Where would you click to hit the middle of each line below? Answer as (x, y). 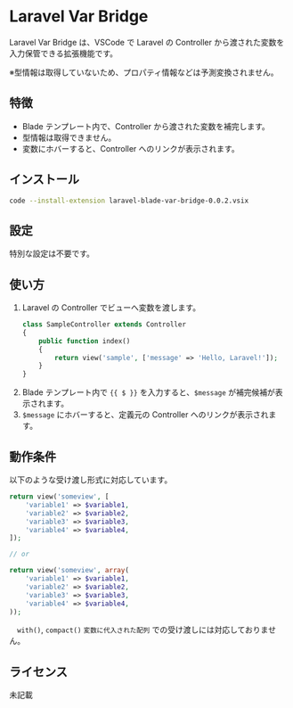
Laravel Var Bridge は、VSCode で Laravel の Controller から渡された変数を (147, 42)
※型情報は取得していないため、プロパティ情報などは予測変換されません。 (144, 72)
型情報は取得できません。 (69, 137)
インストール (45, 180)
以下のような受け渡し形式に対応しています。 (91, 480)
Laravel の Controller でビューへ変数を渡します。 (111, 308)
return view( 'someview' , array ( (69, 571)
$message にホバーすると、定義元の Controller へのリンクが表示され (145, 415)
